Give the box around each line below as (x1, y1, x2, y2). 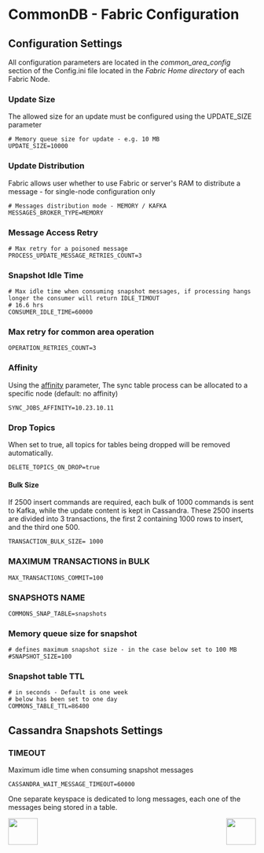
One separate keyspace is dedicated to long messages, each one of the (8, 794, 241, 803)
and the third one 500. (8, 523, 80, 532)
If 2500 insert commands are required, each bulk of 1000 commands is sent (8, 498, 254, 507)
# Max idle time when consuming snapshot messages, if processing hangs (8, 288, 251, 296)
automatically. (8, 448, 53, 458)
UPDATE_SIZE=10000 (8, 142, 68, 150)
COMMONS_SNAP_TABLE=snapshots (8, 609, 108, 618)
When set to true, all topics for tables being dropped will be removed (8, 440, 230, 450)
